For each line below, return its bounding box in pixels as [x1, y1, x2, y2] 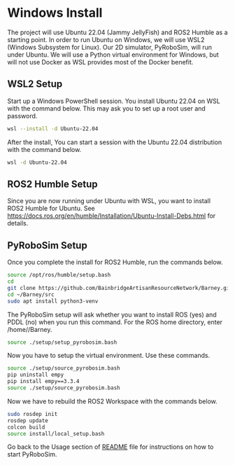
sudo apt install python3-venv [7, 298, 99, 305]
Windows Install [7, 5, 103, 21]
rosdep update [7, 417, 49, 424]
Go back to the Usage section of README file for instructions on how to [7, 443, 214, 451]
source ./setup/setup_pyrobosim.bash [7, 338, 117, 346]
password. [7, 111, 38, 120]
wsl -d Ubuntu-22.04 [7, 159, 68, 166]
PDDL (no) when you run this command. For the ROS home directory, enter [7, 317, 222, 326]
